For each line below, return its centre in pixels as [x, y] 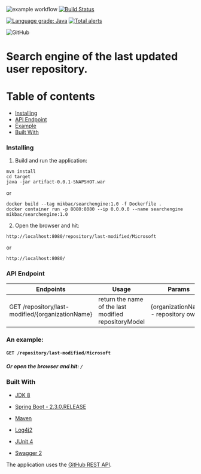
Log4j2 [24, 430]
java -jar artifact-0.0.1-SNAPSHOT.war [56, 182]
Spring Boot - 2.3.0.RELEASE [51, 406]
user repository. [47, 69]
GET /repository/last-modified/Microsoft [59, 353]
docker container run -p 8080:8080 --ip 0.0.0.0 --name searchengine [95, 209]
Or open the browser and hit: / [45, 366]
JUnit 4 [24, 441]
